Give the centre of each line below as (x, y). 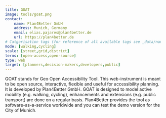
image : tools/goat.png (28, 14)
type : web (15, 60)
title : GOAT (17, 10)
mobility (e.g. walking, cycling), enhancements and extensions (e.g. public (81, 95)
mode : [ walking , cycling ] (31, 46)
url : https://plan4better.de (44, 38)
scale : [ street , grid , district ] (37, 51)
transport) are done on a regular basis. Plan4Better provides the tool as (78, 100)
